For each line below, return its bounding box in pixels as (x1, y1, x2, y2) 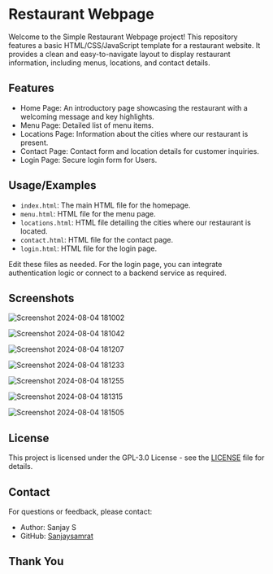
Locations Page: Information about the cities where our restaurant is (19, 129, 249, 138)
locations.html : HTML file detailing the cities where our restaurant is (19, 217, 252, 227)
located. (19, 226, 48, 236)
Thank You (8, 554, 64, 568)
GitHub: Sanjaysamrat (19, 531, 93, 541)
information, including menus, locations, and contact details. (8, 58, 211, 68)
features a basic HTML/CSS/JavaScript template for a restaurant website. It (8, 40, 261, 50)
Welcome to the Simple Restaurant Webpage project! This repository (8, 32, 238, 42)
